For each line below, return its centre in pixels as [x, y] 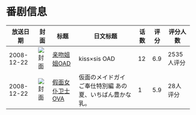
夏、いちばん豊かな [105, 95]
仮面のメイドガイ [102, 77]
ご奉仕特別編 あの [103, 86]
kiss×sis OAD [97, 59]
